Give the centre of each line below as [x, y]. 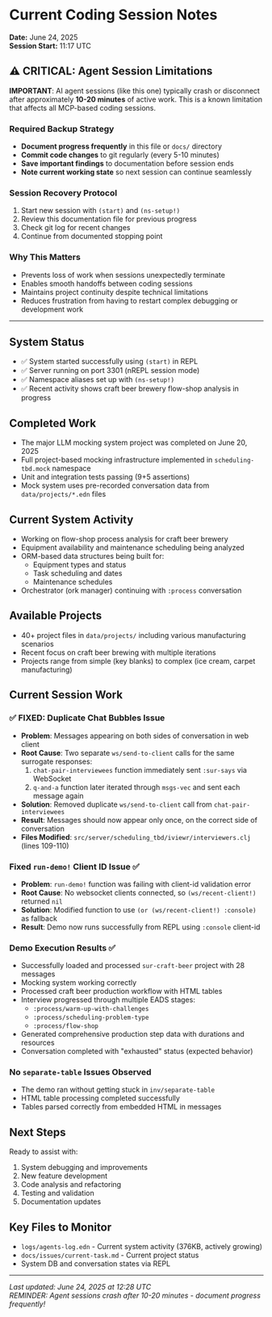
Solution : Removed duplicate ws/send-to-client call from [116, 804]
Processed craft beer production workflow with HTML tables [121, 992]
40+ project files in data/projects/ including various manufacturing [133, 635]
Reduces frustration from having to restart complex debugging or [129, 300]
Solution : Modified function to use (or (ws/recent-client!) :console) [138, 909]
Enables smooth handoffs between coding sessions [107, 283]
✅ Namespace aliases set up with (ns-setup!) [98, 380]
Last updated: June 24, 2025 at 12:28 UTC [80, 1287]
